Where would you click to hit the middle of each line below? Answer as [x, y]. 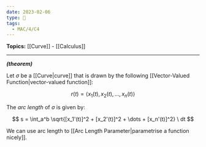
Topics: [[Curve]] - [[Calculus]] [46, 46]
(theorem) [19, 64]
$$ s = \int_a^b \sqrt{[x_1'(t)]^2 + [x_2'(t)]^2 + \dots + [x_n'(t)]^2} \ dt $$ [103, 119]
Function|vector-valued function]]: [50, 82]
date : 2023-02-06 [29, 12]
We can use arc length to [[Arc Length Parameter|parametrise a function [98, 131]
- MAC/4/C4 [26, 29]
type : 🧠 [16, 18]
